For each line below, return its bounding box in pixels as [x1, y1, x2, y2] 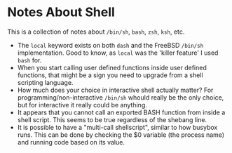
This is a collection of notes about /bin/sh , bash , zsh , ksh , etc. [7, 27, 185, 36]
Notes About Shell [7, 4, 116, 20]
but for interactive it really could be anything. [17, 100, 147, 109]
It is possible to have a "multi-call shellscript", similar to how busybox [17, 123, 218, 131]
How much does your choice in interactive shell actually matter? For [17, 86, 214, 94]
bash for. [17, 55, 42, 64]
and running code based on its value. [17, 138, 125, 146]
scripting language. [17, 78, 74, 86]
